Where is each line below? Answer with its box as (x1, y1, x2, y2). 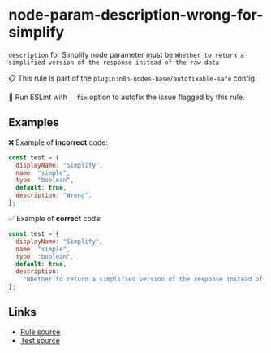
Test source (19, 335, 61, 345)
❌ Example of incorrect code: (8, 137, 108, 147)
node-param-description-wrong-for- (8, 6, 264, 24)
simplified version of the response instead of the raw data (8, 59, 220, 67)
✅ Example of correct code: (8, 213, 103, 223)
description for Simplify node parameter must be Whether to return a (8, 50, 245, 59)
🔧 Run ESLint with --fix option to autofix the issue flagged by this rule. (8, 92, 245, 102)
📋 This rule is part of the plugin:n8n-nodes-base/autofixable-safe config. (8, 73, 257, 83)
